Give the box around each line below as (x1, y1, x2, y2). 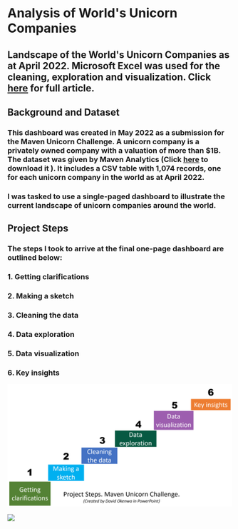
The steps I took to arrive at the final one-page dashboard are (7, 244, 224, 254)
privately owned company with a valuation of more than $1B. (7, 145, 221, 155)
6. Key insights (7, 368, 61, 378)
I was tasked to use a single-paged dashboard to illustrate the (7, 191, 226, 201)
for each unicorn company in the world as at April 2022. (7, 172, 205, 182)
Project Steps (7, 223, 69, 235)
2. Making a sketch (7, 291, 75, 301)
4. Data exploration (7, 329, 75, 339)
